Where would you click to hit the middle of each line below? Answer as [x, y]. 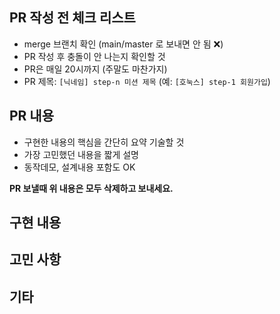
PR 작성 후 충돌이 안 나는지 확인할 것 [94, 56]
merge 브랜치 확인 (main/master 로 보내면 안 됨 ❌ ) [123, 44]
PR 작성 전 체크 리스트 [72, 18]
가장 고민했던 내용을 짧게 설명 [81, 154]
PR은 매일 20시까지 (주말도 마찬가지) [95, 69]
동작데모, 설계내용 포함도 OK [79, 167]
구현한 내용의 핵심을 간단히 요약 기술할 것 [104, 142]
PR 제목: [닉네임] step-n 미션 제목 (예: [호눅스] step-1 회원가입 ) [147, 81]
